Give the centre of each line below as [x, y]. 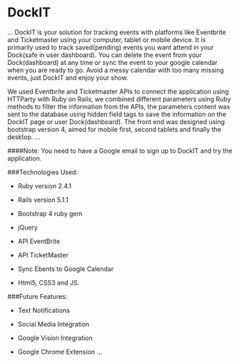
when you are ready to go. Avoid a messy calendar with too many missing [116, 70]
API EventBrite [39, 241]
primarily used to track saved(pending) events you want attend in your [111, 47]
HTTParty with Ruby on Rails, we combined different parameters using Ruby [119, 99]
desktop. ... [24, 137]
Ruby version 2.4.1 [45, 185]
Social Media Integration [54, 324]
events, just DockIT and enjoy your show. [68, 77]
